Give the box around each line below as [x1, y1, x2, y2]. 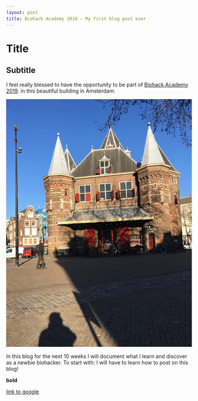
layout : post [6, 9, 38, 15]
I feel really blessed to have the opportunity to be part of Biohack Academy [6, 81, 189, 88]
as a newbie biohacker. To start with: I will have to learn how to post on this [6, 359, 189, 366]
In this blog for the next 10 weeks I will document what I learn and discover [6, 353, 187, 360]
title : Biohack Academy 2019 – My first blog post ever [6, 15, 146, 22]
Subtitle [6, 65, 36, 75]
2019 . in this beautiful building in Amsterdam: [6, 87, 115, 94]
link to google [6, 388, 39, 395]
